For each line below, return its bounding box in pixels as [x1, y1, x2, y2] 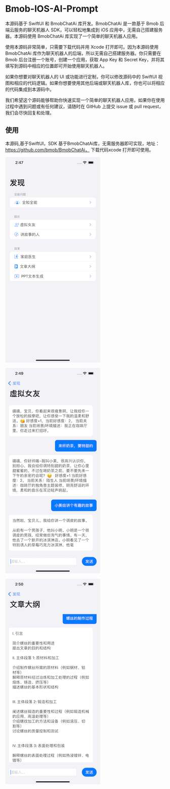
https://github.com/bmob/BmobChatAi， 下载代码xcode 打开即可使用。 [5, 146, 154, 152]
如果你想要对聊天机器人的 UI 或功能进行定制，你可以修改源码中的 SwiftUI [5, 73, 157, 80]
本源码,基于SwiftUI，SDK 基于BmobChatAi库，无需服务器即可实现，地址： [5, 140, 160, 146]
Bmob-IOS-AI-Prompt [5, 3, 99, 15]
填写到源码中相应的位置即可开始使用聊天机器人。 [5, 63, 107, 69]
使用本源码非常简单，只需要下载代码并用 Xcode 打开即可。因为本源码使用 [5, 44, 159, 50]
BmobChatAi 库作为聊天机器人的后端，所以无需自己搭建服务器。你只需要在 [5, 50, 161, 56]
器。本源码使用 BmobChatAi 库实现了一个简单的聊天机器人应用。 [5, 33, 141, 39]
